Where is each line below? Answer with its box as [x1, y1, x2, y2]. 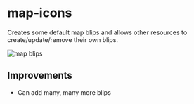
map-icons [7, 5, 72, 21]
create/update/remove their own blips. [7, 35, 118, 44]
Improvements [7, 70, 72, 82]
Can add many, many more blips [17, 88, 111, 96]
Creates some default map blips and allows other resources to [7, 28, 188, 37]
